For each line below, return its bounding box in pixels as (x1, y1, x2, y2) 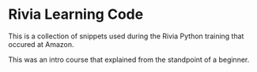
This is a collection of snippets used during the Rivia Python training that (8, 31, 244, 41)
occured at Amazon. (8, 39, 74, 49)
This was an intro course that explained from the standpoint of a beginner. (8, 55, 250, 64)
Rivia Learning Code (8, 5, 144, 23)
